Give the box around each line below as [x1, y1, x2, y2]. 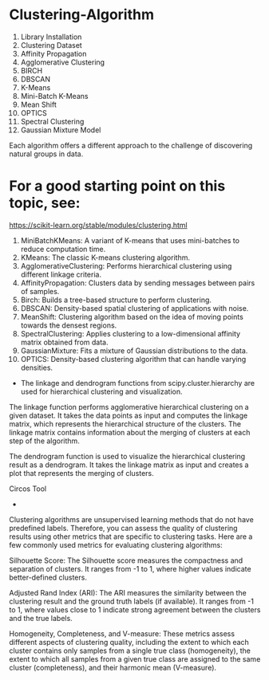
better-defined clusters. [9, 572, 87, 582]
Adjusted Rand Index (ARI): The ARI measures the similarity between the [9, 588, 247, 597]
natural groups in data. [9, 149, 84, 159]
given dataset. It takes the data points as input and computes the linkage [9, 411, 248, 420]
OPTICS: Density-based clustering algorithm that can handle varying [20, 354, 247, 364]
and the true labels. [9, 613, 73, 623]
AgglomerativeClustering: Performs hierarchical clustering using [20, 261, 232, 270]
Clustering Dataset [20, 40, 82, 49]
